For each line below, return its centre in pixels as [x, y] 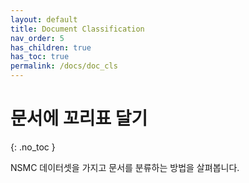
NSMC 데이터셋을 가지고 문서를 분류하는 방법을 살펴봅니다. [125, 167]
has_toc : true [40, 57]
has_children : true [51, 47]
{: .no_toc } [33, 147]
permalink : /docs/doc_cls [64, 66]
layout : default [44, 19]
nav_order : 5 [37, 38]
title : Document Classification [77, 29]
